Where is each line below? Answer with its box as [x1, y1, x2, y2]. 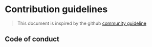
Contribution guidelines [5, 4, 108, 15]
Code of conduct [5, 35, 60, 43]
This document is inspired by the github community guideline [17, 20, 147, 26]
